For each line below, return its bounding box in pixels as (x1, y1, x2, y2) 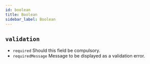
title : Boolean (5, 12, 38, 17)
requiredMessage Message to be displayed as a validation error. (12, 53, 145, 59)
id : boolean (5, 7, 31, 13)
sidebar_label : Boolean (5, 17, 56, 22)
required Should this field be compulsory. (12, 47, 101, 53)
